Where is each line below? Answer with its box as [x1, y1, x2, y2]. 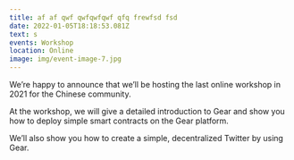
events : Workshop [9, 38, 74, 47]
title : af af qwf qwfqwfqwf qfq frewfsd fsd [9, 13, 178, 22]
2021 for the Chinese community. [9, 88, 131, 99]
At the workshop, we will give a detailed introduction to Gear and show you [9, 106, 286, 116]
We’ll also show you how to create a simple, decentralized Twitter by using [9, 133, 284, 143]
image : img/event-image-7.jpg [9, 55, 122, 63]
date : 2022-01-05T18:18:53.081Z [9, 21, 130, 30]
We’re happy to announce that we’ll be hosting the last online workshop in [9, 80, 281, 89]
